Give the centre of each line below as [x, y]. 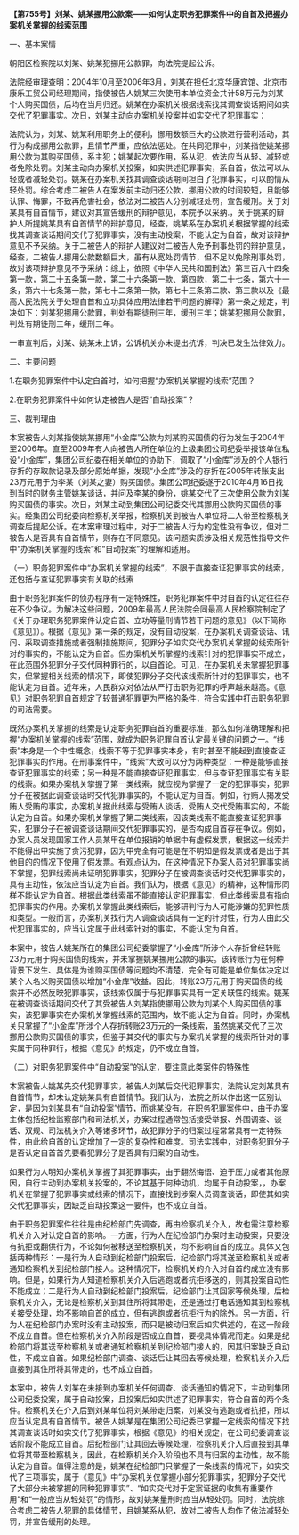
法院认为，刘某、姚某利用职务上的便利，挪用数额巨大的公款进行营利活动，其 [149, 134]
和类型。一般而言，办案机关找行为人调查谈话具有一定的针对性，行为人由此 [145, 918]
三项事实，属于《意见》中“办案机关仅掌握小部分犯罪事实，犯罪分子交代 [155, 1477]
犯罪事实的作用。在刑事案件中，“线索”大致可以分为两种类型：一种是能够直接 [149, 762]
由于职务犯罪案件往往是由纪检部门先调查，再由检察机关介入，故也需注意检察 [149, 1224]
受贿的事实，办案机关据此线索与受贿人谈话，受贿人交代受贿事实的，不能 [157, 806]
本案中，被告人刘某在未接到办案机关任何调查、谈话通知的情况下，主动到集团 [149, 1388]
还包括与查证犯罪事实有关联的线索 [72, 579]
